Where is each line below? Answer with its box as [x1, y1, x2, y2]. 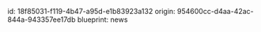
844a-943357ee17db [7, 15, 76, 24]
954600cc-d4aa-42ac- [176, 7, 254, 16]
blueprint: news [77, 15, 128, 24]
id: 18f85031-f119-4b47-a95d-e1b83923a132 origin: [7, 7, 176, 16]
